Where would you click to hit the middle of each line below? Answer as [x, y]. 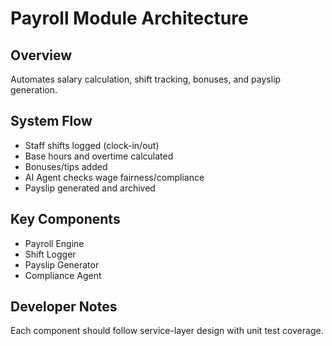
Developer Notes [64, 307]
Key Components [65, 219]
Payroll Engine [54, 243]
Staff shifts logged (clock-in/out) [92, 145]
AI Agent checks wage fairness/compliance [114, 177]
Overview [41, 55]
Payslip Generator [62, 264]
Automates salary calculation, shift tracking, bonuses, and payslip [146, 79]
